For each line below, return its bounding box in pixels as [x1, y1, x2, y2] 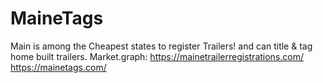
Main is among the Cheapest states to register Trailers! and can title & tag [10, 40, 313, 52]
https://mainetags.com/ [10, 61, 107, 73]
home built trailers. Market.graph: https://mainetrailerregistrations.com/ [10, 50, 305, 62]
